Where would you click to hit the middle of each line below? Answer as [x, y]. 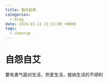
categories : [18, 15]
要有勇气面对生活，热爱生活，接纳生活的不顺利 [54, 74]
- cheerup [20, 33]
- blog [17, 19]
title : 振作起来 [21, 10]
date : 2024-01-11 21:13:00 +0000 [41, 24]
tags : [11, 29]
